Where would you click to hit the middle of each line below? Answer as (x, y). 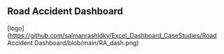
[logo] (16, 28)
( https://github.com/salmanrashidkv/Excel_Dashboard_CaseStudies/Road (112, 35)
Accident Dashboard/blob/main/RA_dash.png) (73, 43)
